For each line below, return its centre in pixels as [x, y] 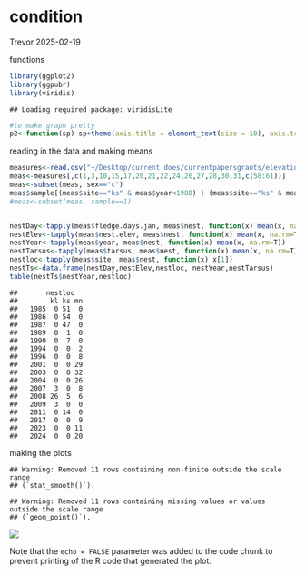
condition [46, 17]
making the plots [41, 452]
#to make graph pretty [52, 125]
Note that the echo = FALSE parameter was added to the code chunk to [141, 550]
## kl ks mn [46, 301]
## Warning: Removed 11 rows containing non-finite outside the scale [146, 470]
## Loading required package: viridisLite [91, 109]
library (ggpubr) [40, 84]
